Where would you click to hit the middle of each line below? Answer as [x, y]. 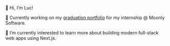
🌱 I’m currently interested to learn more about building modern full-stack [82, 33]
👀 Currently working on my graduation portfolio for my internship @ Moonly [85, 17]
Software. [16, 23]
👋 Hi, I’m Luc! [19, 8]
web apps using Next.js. [31, 38]
